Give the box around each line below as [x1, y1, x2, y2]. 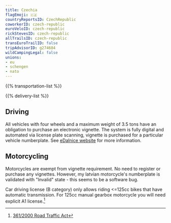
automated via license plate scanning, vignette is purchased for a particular [5, 132, 163, 138]
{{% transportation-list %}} [5, 83, 62, 89]
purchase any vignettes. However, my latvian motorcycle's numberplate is [5, 171, 160, 177]
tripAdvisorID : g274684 [5, 45, 56, 50]
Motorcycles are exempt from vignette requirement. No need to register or [5, 165, 161, 172]
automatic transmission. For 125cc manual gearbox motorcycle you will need [5, 191, 166, 198]
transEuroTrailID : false [5, 41, 58, 46]
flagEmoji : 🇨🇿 [5, 12, 37, 17]
